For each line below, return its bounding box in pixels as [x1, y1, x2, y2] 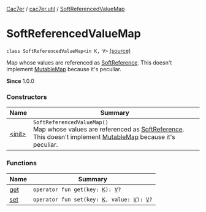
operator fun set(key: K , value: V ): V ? [32, 196, 153, 203]
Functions [6, 159, 37, 168]
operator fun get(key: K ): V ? [32, 186, 121, 193]
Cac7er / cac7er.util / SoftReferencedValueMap [6, 6, 125, 12]
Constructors [6, 92, 47, 101]
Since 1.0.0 [6, 77, 35, 85]
